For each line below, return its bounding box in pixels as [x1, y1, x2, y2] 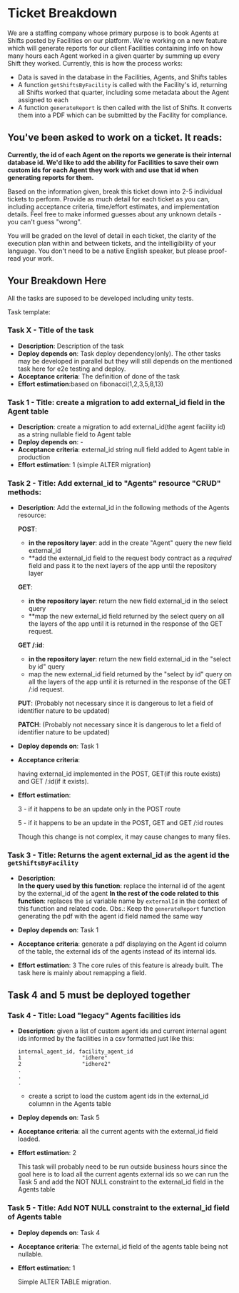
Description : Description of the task [17, 341, 124, 350]
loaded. [17, 1134, 41, 1144]
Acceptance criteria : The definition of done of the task [17, 371, 180, 380]
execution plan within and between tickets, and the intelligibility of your [7, 239, 216, 247]
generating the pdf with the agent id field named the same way [17, 912, 203, 920]
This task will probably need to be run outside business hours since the [17, 1162, 228, 1171]
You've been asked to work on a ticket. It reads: [7, 131, 223, 144]
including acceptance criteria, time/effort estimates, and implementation [7, 202, 220, 211]
